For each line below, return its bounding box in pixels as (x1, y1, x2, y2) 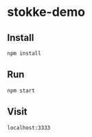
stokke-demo (7, 4, 86, 20)
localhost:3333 (7, 124, 51, 131)
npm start (7, 87, 36, 94)
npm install (7, 50, 41, 57)
